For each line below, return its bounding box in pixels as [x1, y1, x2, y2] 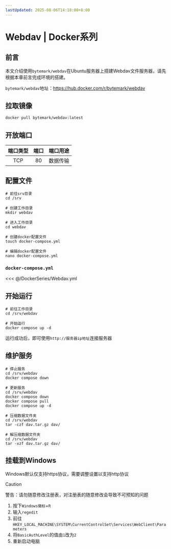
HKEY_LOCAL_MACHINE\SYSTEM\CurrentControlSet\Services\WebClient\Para [12, 522, 166, 527]
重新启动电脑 [12, 538, 40, 544]
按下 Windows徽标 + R [12, 502, 51, 509]
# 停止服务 [5, 366, 26, 372]
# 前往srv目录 [5, 191, 32, 196]
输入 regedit [12, 509, 38, 515]
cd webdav [5, 224, 27, 230]
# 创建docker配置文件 [5, 234, 47, 239]
